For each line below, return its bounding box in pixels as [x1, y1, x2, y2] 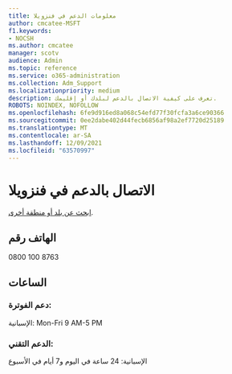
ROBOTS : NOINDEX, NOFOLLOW [8, 101, 99, 109]
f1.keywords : [8, 27, 52, 35]
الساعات [8, 275, 47, 290]
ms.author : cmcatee [8, 42, 74, 50]
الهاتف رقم [8, 231, 57, 245]
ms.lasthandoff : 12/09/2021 [8, 138, 103, 147]
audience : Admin [8, 57, 63, 65]
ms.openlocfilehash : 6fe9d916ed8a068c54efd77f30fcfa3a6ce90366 [8, 109, 225, 117]
